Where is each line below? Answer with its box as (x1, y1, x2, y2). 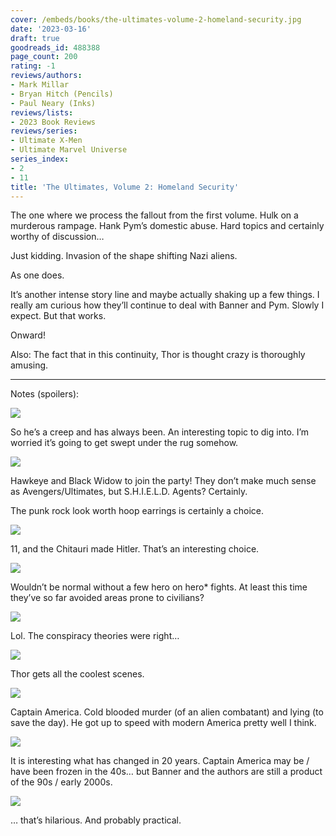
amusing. (10, 359, 49, 371)
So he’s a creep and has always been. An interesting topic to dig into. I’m (10, 426, 310, 438)
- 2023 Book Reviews (10, 117, 97, 127)
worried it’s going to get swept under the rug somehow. (10, 437, 239, 449)
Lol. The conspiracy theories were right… (10, 630, 180, 642)
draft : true (10, 33, 60, 43)
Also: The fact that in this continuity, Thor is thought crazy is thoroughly (10, 349, 306, 361)
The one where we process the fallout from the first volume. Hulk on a (10, 209, 299, 221)
